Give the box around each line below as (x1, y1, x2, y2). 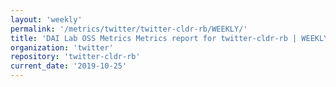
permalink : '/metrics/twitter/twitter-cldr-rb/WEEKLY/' (10, 24, 248, 34)
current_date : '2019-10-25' (10, 61, 128, 71)
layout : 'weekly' (10, 14, 83, 25)
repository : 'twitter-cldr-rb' (10, 52, 141, 62)
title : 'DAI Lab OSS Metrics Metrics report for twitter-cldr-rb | (10, 33, 298, 43)
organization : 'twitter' (10, 42, 114, 53)
